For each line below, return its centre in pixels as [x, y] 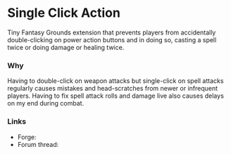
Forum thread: [38, 144]
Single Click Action [64, 13]
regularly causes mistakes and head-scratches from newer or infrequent [113, 89]
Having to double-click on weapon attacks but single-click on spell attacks [115, 81]
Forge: [27, 137]
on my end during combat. [46, 103]
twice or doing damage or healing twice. [66, 47]
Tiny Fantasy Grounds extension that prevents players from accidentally [112, 32]
